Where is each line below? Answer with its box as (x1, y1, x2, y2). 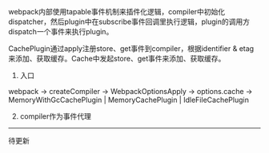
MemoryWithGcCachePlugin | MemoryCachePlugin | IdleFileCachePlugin (8, 95, 250, 104)
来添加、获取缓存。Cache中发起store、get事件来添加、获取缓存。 (8, 54, 226, 63)
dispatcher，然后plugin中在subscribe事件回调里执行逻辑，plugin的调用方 (8, 17, 251, 26)
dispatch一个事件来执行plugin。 (8, 27, 114, 36)
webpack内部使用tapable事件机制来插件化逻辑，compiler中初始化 (8, 7, 226, 16)
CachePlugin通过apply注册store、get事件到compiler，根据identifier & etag (8, 44, 255, 53)
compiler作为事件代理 (19, 112, 92, 121)
